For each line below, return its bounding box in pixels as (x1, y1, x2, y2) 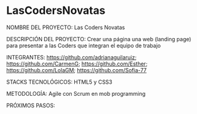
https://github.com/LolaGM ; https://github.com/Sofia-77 (6, 66, 147, 73)
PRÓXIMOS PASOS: (6, 101, 56, 109)
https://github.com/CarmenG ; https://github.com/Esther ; (6, 60, 148, 67)
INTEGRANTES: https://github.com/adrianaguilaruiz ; (6, 53, 137, 61)
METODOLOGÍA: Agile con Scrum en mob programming (6, 90, 146, 97)
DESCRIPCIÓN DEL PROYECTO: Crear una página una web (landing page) (6, 35, 192, 42)
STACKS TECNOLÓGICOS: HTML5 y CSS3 (6, 78, 112, 85)
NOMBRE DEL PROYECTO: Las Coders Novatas (6, 24, 125, 31)
